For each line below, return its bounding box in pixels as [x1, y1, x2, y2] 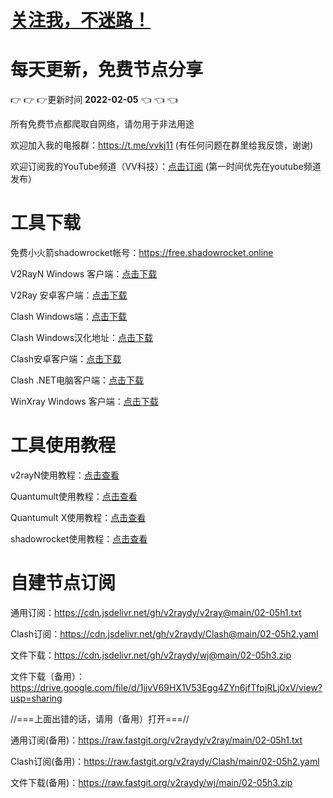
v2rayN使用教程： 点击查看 [10, 469, 120, 481]
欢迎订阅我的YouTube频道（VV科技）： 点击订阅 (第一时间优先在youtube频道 [10, 161, 322, 173]
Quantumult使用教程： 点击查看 [10, 491, 138, 502]
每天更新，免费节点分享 [10, 59, 204, 81]
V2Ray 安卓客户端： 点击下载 [10, 289, 128, 301]
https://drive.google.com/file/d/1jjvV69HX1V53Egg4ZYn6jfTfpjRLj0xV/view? [10, 681, 323, 693]
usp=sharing [10, 692, 63, 704]
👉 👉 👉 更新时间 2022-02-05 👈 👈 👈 [10, 94, 178, 106]
